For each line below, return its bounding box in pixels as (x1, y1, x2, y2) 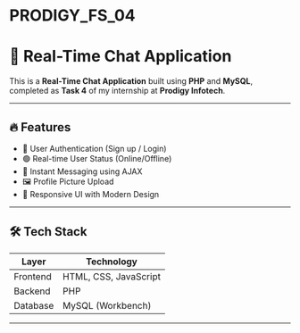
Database (13, 299, 54, 312)
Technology (86, 255, 138, 268)
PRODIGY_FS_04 (9, 5, 136, 26)
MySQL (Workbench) (62, 299, 152, 312)
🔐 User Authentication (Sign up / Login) (21, 143, 167, 154)
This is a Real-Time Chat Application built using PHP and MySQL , (9, 76, 254, 87)
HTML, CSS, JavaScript (62, 270, 161, 282)
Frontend (13, 270, 52, 282)
